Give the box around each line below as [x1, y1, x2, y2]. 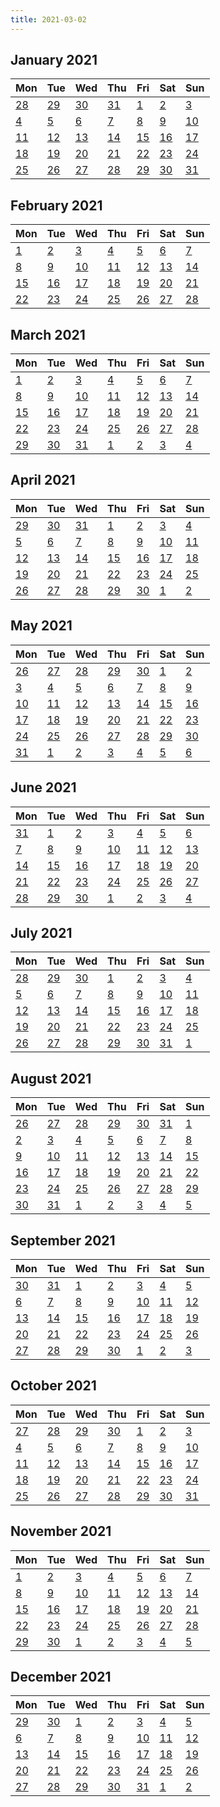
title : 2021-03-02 [10, 14, 87, 25]
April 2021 [10, 472, 76, 489]
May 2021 [10, 617, 73, 635]
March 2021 [10, 326, 86, 343]
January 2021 [10, 52, 98, 69]
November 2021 [10, 1523, 112, 1540]
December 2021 [10, 1668, 112, 1685]
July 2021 [10, 924, 73, 941]
